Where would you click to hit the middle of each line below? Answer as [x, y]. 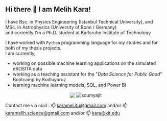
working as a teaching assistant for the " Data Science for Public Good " [87, 74]
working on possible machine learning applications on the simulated [84, 63]
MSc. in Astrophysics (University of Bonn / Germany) [61, 27]
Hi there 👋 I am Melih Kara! [48, 9]
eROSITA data [27, 68]
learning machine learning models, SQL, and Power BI [69, 85]
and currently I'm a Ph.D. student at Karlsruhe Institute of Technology [78, 32]
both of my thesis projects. [33, 48]
